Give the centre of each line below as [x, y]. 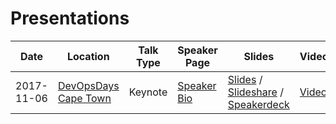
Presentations [70, 18]
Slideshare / [255, 92]
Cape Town [84, 98]
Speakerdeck [258, 104]
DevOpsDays [88, 85]
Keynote [148, 92]
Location [88, 56]
